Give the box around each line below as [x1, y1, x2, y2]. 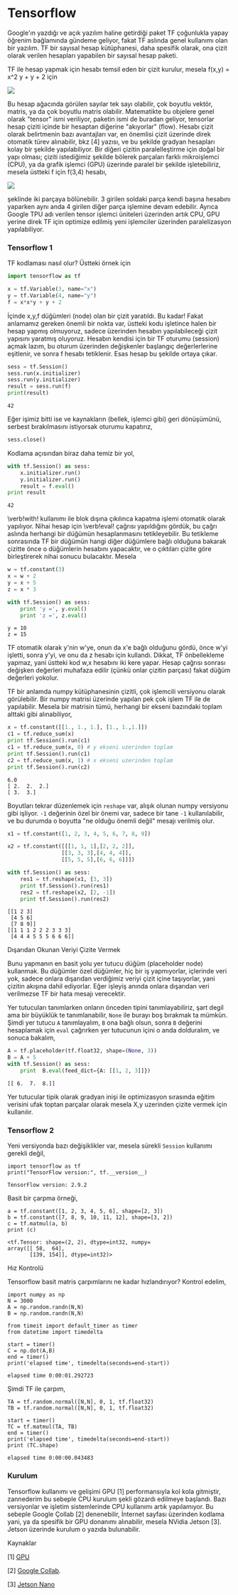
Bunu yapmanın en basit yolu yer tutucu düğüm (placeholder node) [7, 959, 204, 968]
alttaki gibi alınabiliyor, [7, 710, 72, 719]
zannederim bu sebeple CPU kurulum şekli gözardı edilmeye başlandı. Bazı [7, 1495, 227, 1503]
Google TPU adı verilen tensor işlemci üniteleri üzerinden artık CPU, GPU [7, 210, 220, 218]
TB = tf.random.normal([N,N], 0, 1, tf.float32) [7, 1404, 154, 1412]
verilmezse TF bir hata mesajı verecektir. [7, 990, 126, 998]
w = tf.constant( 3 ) [7, 566, 65, 573]
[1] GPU [7, 1552, 30, 1561]
